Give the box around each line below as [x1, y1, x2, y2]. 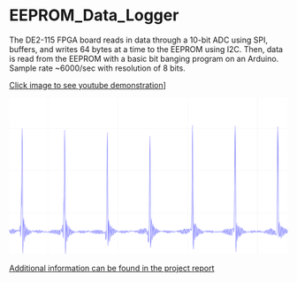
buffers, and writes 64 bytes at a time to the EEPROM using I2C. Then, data [9, 43, 284, 54]
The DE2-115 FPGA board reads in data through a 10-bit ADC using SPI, [9, 34, 268, 45]
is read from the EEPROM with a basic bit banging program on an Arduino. [9, 53, 279, 64]
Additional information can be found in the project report [9, 263, 215, 274]
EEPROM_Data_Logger [9, 5, 179, 26]
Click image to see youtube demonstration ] [9, 80, 166, 90]
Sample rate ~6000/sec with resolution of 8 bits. [9, 63, 186, 73]
